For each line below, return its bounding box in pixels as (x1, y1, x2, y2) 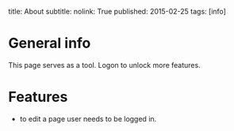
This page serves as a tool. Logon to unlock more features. (8, 60, 201, 69)
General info (8, 35, 91, 52)
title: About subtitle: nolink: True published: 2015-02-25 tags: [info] (8, 7, 226, 16)
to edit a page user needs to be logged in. (19, 114, 157, 123)
